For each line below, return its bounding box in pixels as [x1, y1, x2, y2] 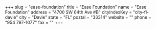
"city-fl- [133, 9, 149, 15]
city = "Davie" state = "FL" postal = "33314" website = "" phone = [19, 14, 152, 20]
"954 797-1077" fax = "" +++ [5, 19, 64, 25]
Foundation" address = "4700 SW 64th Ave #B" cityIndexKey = [5, 9, 132, 15]
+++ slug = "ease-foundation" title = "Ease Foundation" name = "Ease [5, 4, 147, 10]
